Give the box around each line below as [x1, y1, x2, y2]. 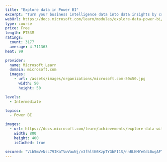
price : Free [5, 26, 30, 31]
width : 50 [18, 81, 39, 86]
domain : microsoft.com [9, 67, 57, 72]
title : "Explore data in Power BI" [5, 7, 79, 12]
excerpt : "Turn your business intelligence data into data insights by [5, 12, 157, 17]
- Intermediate [9, 99, 41, 104]
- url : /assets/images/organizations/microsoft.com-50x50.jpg [14, 77, 146, 81]
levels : [5, 94, 21, 99]
